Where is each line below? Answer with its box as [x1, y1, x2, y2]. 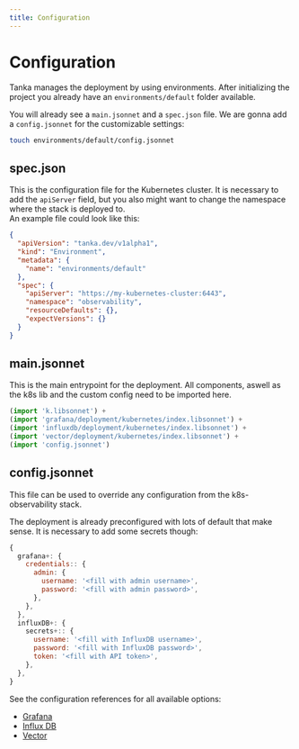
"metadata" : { [17, 256, 70, 265]
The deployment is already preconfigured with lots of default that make [9, 516, 273, 527]
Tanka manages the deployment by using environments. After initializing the [9, 82, 290, 93]
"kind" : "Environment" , [17, 248, 106, 257]
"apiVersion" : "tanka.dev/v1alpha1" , [17, 239, 159, 248]
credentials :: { [25, 560, 87, 569]
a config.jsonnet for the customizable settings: [9, 118, 185, 129]
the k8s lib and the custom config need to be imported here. [9, 389, 232, 401]
